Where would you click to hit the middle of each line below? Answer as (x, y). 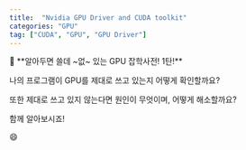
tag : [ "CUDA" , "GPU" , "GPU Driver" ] (78, 34)
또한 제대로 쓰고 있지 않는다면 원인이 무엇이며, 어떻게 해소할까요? (123, 99)
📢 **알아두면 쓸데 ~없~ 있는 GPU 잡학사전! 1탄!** (96, 61)
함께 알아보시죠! (37, 119)
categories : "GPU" (44, 26)
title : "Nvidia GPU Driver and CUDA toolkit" (98, 18)
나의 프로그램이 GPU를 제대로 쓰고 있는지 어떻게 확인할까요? (115, 80)
